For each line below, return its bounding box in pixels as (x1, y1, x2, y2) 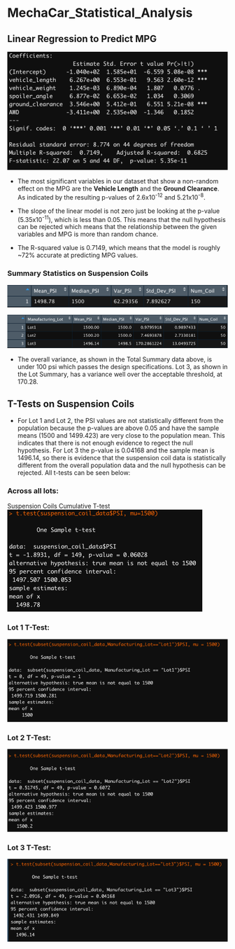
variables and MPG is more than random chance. (17, 230, 159, 239)
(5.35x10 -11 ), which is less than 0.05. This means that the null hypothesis (17, 214, 226, 223)
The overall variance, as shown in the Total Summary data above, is (17, 355, 212, 363)
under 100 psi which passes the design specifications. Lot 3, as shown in (17, 363, 228, 371)
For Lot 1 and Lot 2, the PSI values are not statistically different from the (17, 416, 224, 424)
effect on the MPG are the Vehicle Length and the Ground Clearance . (17, 184, 220, 193)
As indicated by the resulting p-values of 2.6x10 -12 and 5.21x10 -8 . (17, 191, 206, 201)
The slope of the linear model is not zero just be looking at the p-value (17, 207, 220, 215)
